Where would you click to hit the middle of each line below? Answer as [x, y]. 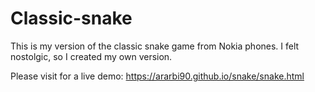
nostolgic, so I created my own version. [91, 56]
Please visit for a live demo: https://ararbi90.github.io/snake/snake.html [157, 76]
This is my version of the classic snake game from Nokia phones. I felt [155, 46]
